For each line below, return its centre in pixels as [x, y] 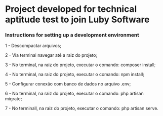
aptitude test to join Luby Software [77, 19]
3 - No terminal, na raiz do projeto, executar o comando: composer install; [80, 65]
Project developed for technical [71, 9]
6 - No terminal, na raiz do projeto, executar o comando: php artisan [75, 94]
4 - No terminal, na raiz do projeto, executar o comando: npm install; [75, 75]
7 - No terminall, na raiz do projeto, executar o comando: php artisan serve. [82, 108]
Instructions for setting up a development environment [72, 35]
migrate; [14, 99]
